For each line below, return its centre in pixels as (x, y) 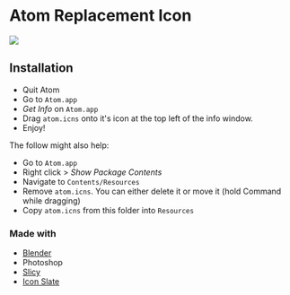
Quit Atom (41, 90)
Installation (41, 68)
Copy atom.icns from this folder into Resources (108, 210)
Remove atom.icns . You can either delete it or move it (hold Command (152, 191)
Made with (33, 233)
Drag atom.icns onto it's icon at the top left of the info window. (137, 118)
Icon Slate (41, 282)
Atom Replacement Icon (101, 16)
